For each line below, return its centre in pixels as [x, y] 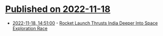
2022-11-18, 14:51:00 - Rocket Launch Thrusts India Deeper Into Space [85, 23]
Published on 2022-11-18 [58, 9]
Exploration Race [30, 28]
